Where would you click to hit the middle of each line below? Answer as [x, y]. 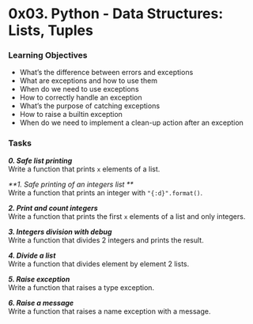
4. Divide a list [32, 255]
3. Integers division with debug [60, 232]
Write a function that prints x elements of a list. [84, 169]
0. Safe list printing [40, 160]
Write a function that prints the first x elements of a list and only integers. [127, 216]
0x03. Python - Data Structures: [116, 14]
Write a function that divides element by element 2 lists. [99, 264]
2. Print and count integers [53, 208]
